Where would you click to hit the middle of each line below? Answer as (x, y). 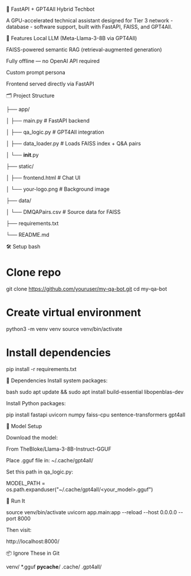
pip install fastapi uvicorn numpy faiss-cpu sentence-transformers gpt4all (96, 415)
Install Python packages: (36, 403)
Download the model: (32, 437)
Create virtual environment (74, 313)
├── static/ (20, 166)
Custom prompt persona (36, 72)
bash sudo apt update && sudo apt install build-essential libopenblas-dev (95, 392)
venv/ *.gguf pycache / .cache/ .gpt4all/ (54, 567)
